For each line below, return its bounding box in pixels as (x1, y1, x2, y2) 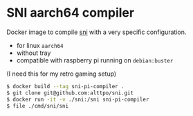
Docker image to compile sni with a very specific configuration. (6, 28, 187, 36)
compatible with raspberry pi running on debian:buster (16, 56, 174, 64)
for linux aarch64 (16, 41, 64, 49)
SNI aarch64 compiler (6, 5, 135, 21)
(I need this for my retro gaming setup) (6, 69, 117, 78)
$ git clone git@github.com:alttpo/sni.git (6, 89, 134, 97)
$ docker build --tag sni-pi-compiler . (6, 83, 125, 90)
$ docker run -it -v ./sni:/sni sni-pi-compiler (6, 96, 149, 103)
